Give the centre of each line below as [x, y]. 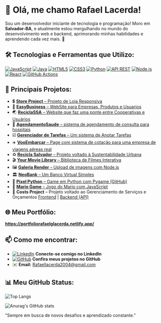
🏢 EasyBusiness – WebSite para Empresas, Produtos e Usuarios [77, 107]
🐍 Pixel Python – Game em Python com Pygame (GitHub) [70, 181]
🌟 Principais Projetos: [38, 90]
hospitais [21, 129]
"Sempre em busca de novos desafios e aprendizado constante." [70, 315]
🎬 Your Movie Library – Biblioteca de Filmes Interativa [67, 160]
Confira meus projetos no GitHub [67, 259]
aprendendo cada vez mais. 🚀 [35, 39]
